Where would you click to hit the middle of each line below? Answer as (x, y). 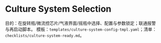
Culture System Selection (58, 9)
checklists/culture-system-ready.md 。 (45, 35)
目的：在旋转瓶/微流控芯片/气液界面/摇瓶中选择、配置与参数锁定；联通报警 (80, 23)
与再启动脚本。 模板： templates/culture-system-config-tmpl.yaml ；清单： (81, 29)
